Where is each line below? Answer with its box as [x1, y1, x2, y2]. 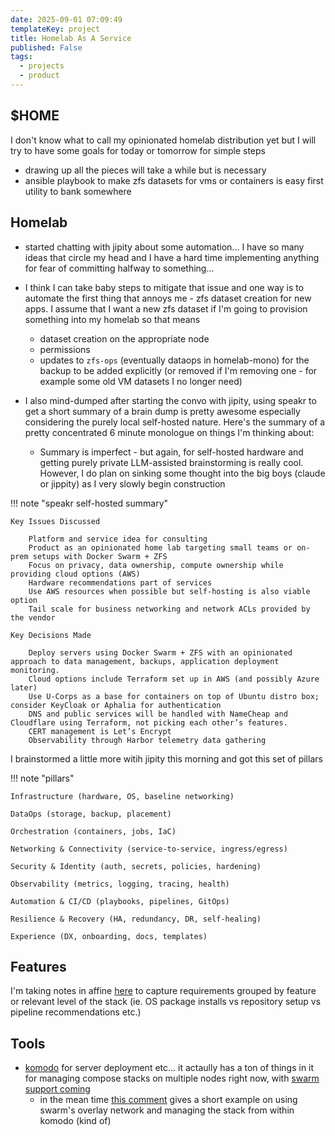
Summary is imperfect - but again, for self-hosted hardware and [39, 446, 304, 458]
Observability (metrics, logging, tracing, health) [10, 879, 230, 889]
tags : [10, 52, 33, 62]
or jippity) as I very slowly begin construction [39, 477, 226, 490]
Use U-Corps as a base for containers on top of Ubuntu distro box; [28, 691, 320, 701]
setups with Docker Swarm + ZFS [32, 551, 168, 561]
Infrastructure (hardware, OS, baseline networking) [10, 791, 235, 801]
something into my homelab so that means [24, 313, 201, 325]
